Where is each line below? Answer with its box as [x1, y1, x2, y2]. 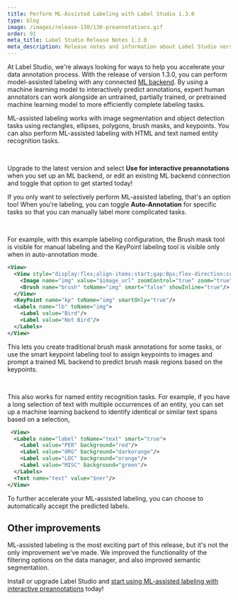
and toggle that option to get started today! [7, 179, 133, 187]
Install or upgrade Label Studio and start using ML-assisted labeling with [7, 577, 218, 586]
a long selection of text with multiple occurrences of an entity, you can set [7, 400, 224, 408]
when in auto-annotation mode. [7, 250, 99, 258]
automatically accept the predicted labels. [7, 502, 130, 510]
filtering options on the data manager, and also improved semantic [7, 556, 201, 565]
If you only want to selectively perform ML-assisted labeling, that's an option [7, 192, 231, 201]
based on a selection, [7, 415, 70, 423]
